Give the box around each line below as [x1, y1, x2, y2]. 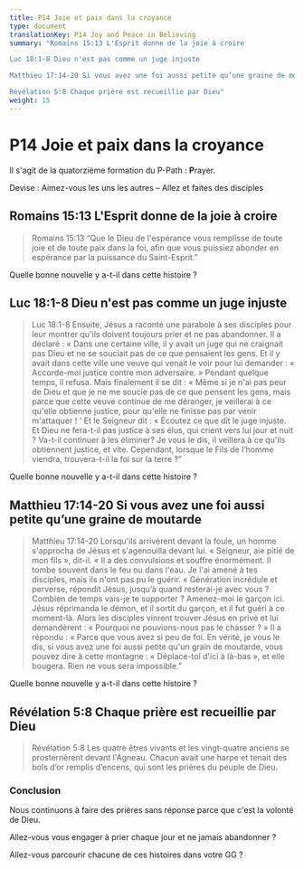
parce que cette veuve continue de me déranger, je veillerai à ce [31, 396, 272, 407]
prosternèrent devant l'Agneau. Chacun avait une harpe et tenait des [31, 751, 288, 762]
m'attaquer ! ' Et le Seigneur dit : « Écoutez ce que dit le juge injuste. [31, 415, 287, 426]
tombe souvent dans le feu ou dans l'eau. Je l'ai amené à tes [31, 564, 258, 575]
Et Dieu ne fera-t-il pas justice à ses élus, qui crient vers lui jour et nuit [31, 425, 294, 436]
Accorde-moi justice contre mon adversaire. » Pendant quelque [31, 367, 269, 378]
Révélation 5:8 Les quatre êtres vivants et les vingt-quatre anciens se [31, 742, 290, 753]
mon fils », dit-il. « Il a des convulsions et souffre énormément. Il [31, 555, 271, 566]
